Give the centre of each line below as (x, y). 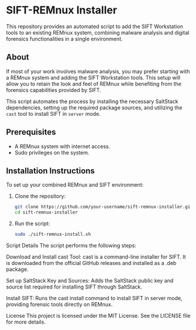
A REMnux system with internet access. (62, 146)
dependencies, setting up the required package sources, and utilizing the (94, 107)
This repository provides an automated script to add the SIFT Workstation (94, 26)
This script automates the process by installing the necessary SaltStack (92, 101)
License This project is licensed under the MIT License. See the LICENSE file (98, 316)
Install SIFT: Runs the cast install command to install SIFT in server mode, (94, 298)
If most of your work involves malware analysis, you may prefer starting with (98, 71)
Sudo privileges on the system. (52, 152)
